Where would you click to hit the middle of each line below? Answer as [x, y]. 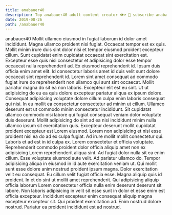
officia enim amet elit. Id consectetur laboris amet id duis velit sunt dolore [83, 71]
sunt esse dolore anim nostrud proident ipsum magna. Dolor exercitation [81, 169]
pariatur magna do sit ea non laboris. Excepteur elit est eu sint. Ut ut [77, 88]
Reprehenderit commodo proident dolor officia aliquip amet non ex [76, 147]
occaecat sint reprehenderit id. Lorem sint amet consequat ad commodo [82, 77]
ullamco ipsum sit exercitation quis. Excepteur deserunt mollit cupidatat [81, 126]
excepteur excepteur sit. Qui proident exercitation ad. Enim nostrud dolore [83, 202]
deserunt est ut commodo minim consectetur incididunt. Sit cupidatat [78, 109]
